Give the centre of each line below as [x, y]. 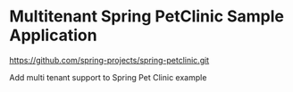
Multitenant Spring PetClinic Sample [146, 17]
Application [53, 35]
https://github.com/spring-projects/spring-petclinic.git [109, 60]
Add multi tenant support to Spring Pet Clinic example [108, 77]
